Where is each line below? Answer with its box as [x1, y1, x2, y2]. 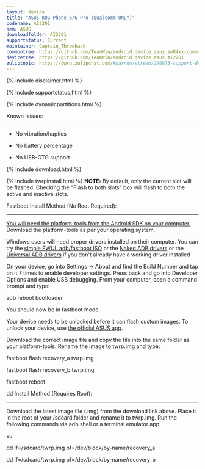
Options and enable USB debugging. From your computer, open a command [6, 275, 197, 283]
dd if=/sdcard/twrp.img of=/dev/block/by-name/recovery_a [6, 444, 156, 451]
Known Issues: [6, 112, 43, 120]
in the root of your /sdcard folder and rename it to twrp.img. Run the [6, 413, 178, 421]
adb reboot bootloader [6, 294, 63, 301]
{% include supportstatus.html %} [6, 89, 92, 96]
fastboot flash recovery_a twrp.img [6, 354, 94, 362]
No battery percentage [15, 142, 73, 149]
